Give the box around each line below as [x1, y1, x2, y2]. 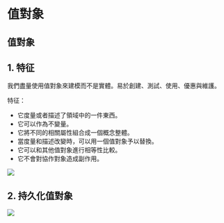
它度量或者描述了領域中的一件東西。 [17, 111, 122, 119]
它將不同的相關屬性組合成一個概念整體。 [17, 129, 134, 137]
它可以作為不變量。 [17, 119, 73, 129]
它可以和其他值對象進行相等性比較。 [17, 146, 122, 154]
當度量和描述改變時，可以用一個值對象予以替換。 [17, 137, 158, 146]
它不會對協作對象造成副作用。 [17, 154, 103, 163]
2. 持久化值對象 [7, 190, 73, 201]
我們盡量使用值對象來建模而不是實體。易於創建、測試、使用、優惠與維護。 [7, 81, 221, 90]
